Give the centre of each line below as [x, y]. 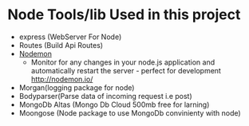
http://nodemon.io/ [62, 79]
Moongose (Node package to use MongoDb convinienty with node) [130, 112]
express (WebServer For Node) [70, 37]
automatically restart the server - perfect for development [126, 70]
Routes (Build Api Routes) [61, 45]
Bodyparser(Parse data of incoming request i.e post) [105, 96]
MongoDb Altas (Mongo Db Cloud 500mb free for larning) [114, 104]
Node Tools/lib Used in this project [124, 15]
